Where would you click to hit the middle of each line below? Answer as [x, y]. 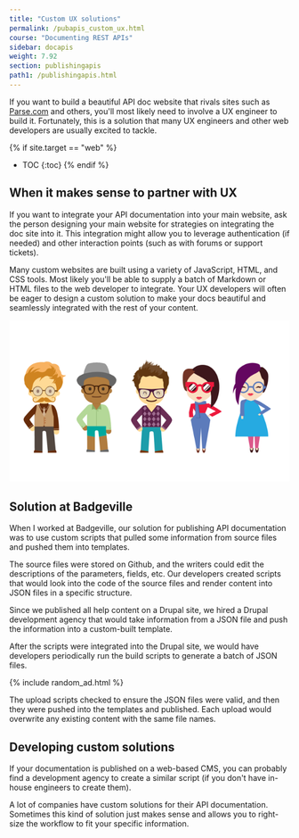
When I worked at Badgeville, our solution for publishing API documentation [148, 528]
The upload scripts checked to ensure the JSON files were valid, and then [145, 700]
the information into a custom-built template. [91, 629]
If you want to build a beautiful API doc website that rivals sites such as [140, 102]
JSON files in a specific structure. [71, 593]
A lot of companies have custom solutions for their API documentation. [139, 804]
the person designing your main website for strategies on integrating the [141, 224]
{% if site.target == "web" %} [63, 147]
